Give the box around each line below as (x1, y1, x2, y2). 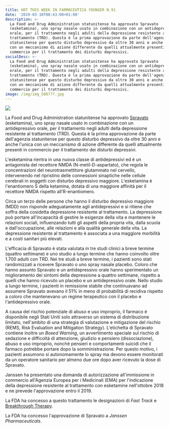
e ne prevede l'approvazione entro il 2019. (5, 388, 93, 394)
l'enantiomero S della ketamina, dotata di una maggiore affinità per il (5, 183, 147, 189)
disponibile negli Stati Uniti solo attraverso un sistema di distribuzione (5, 314, 149, 320)
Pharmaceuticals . (5, 418, 42, 424)
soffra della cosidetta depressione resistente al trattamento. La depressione (5, 209, 162, 215)
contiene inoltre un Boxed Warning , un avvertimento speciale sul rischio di (5, 330, 159, 336)
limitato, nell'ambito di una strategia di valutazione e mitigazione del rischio (5, 319, 161, 325)
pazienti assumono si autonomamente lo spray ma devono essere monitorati (5, 352, 163, 358)
